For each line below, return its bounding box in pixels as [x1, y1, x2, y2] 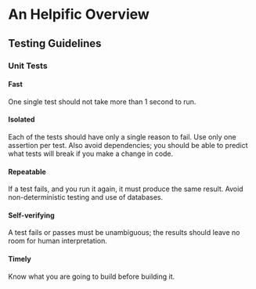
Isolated [8, 115, 35, 125]
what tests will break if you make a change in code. [8, 149, 174, 158]
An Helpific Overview [8, 5, 150, 23]
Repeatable [8, 167, 47, 176]
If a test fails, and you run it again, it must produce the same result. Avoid [8, 184, 244, 193]
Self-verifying [8, 210, 55, 220]
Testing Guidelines [8, 37, 102, 50]
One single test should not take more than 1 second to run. [8, 96, 197, 107]
